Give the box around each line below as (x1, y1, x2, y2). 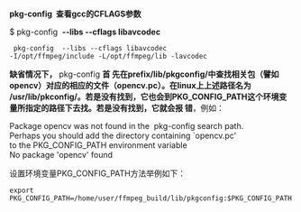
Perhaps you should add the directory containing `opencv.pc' (9, 130, 237, 142)
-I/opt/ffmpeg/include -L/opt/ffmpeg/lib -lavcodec (9, 52, 207, 61)
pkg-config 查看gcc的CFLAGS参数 (9, 8, 141, 20)
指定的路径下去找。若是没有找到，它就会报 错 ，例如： (24, 103, 225, 114)
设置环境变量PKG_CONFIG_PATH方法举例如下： (9, 168, 187, 179)
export (9, 186, 34, 196)
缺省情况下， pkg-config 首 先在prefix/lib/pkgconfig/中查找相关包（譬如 (9, 69, 279, 79)
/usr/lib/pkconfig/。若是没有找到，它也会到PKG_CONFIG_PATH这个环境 (9, 91, 279, 102)
